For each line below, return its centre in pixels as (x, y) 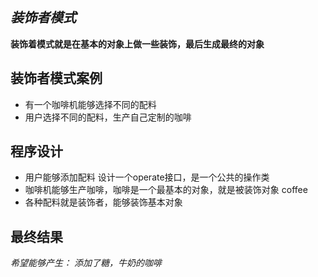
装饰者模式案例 (56, 78)
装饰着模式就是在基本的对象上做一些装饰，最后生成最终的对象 (137, 44)
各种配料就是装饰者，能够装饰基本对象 (103, 202)
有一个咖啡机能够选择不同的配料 (90, 104)
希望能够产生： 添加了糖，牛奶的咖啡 (86, 263)
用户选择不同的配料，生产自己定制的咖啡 (108, 117)
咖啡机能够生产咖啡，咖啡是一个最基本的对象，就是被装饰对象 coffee (166, 190)
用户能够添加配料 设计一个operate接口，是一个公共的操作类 (147, 177)
